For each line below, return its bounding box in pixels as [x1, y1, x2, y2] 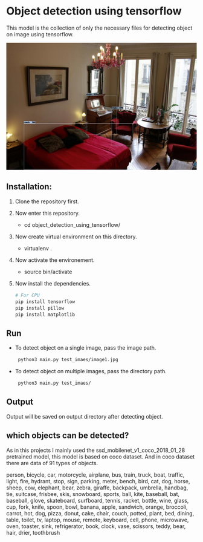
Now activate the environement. [14, 256, 95, 264]
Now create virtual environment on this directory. [14, 233, 137, 240]
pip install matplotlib [14, 312, 76, 318]
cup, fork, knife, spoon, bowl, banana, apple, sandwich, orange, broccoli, [6, 503, 188, 511]
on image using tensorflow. [6, 30, 74, 38]
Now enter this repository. [14, 209, 80, 217]
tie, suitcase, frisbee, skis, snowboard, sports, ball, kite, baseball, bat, [6, 490, 180, 497]
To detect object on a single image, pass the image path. [14, 344, 156, 351]
